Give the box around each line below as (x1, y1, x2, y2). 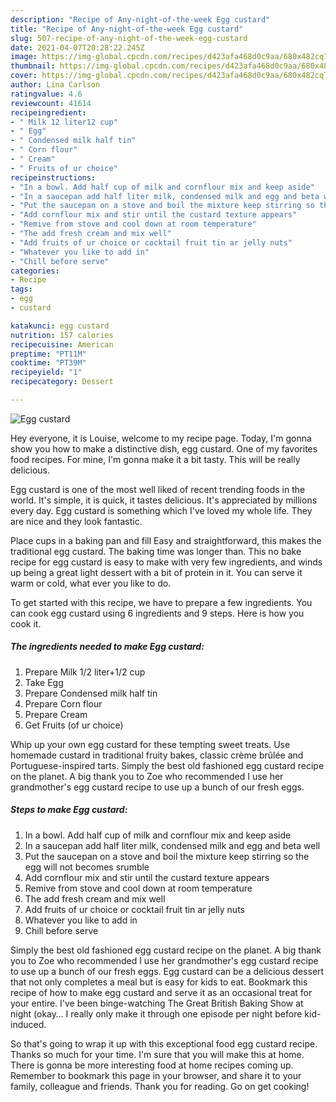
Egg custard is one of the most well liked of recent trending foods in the (10, 483, 306, 495)
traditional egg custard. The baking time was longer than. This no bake (10, 545, 302, 557)
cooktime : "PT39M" (10, 358, 87, 368)
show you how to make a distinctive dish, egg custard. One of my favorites (10, 442, 318, 455)
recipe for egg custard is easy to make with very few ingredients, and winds (10, 556, 323, 568)
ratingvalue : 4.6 (10, 89, 83, 99)
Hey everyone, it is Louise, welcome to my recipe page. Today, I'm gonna (10, 432, 312, 444)
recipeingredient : (10, 107, 87, 118)
